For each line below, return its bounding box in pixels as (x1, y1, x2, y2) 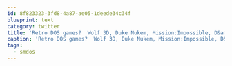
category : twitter (7, 23, 60, 30)
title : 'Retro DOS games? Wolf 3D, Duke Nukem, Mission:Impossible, (7, 29, 212, 36)
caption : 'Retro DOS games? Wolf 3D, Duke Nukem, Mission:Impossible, (7, 36, 217, 43)
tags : (7, 42, 23, 49)
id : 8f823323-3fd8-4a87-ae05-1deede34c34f (7, 10, 131, 17)
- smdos (13, 49, 36, 56)
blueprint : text (7, 16, 54, 23)
